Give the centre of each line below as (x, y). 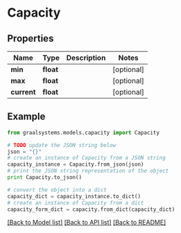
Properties (31, 38)
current (23, 92)
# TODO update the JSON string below (62, 145)
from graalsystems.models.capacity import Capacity (83, 132)
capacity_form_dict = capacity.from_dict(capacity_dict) (91, 209)
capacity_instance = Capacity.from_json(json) (76, 164)
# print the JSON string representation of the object (88, 171)
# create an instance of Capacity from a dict (76, 202)
